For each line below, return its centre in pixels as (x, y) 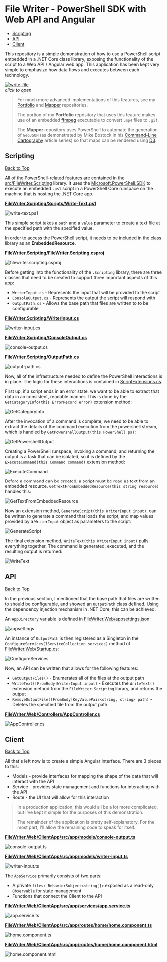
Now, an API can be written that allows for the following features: (72, 668)
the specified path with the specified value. (49, 228)
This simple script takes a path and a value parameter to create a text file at (83, 223)
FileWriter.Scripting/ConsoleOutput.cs (46, 337)
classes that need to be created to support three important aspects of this (81, 277)
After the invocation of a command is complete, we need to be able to (77, 421)
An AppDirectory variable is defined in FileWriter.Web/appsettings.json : (78, 619)
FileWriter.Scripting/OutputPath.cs (42, 357)
